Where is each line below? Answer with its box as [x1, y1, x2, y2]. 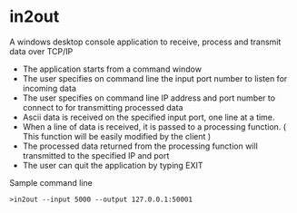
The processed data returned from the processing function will [22, 140, 259, 151]
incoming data [22, 82, 77, 93]
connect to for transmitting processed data [22, 102, 183, 112]
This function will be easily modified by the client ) [22, 131, 212, 141]
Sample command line [9, 177, 93, 188]
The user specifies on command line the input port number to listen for [22, 73, 288, 83]
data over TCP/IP [9, 45, 74, 56]
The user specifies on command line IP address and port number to [22, 92, 275, 103]
